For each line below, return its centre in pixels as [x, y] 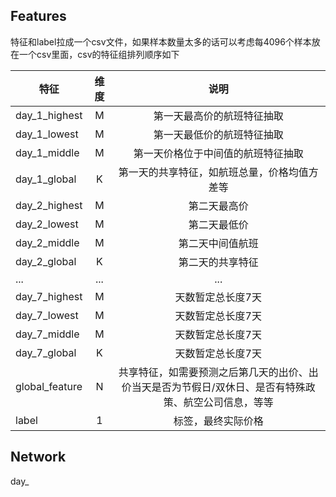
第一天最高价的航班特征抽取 [218, 116]
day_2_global [46, 261]
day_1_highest [49, 115]
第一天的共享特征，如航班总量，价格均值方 [218, 172]
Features [38, 16]
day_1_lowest [47, 134]
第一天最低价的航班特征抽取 [218, 134]
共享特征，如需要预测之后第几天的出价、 [213, 372]
